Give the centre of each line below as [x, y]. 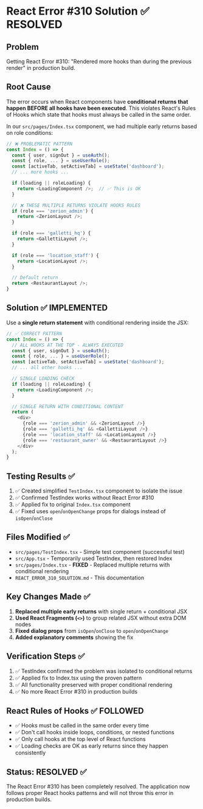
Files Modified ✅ [38, 537]
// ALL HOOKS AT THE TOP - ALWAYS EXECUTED [67, 345]
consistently [30, 753]
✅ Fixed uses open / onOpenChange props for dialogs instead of [90, 511]
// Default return [35, 278]
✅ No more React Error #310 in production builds [76, 691]
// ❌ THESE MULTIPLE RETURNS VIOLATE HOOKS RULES [76, 205]
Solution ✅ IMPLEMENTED [57, 308]
